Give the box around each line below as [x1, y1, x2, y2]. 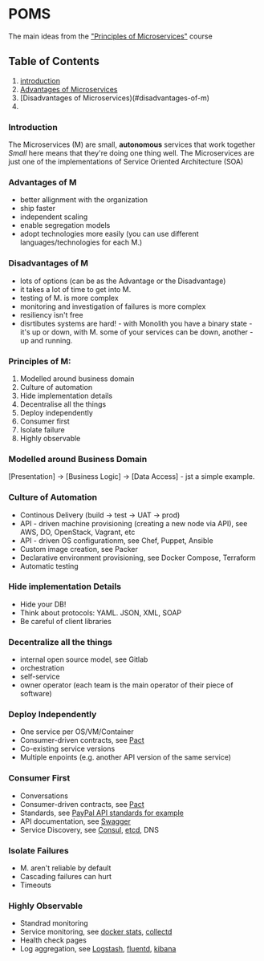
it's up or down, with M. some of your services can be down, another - [19, 326, 254, 337]
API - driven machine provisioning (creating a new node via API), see [19, 518, 248, 528]
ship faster [19, 204, 56, 213]
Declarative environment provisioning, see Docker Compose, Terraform [19, 553, 257, 562]
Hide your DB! [19, 599, 67, 609]
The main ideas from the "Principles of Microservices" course [8, 31, 213, 41]
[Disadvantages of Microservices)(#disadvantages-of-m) [19, 93, 210, 103]
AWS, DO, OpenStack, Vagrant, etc [19, 527, 136, 537]
